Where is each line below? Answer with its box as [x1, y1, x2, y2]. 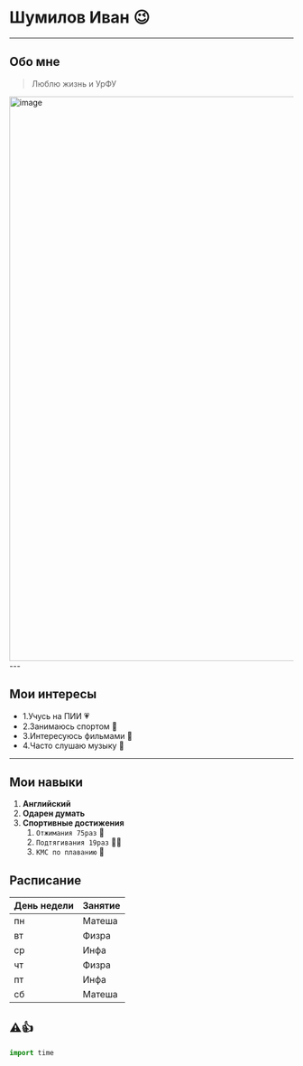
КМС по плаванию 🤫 [35, 846, 106, 857]
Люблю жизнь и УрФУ [31, 78, 117, 89]
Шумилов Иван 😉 [9, 7, 151, 28]
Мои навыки [9, 774, 84, 790]
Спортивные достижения [22, 818, 124, 828]
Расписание [9, 873, 82, 888]
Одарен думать [22, 808, 86, 819]
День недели [14, 900, 74, 912]
